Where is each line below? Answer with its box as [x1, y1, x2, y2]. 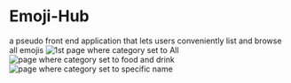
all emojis [9, 44, 44, 55]
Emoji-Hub [9, 6, 90, 26]
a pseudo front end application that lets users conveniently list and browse [9, 35, 282, 46]
